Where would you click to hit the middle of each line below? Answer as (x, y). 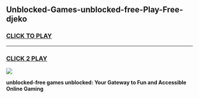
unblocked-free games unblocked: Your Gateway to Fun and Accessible (96, 82)
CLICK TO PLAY (29, 36)
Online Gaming (25, 88)
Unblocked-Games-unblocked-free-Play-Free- (95, 10)
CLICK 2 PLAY (27, 58)
